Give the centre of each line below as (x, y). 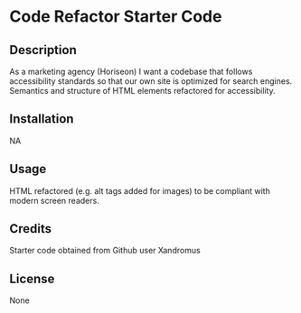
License (32, 278)
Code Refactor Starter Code (116, 17)
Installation (42, 119)
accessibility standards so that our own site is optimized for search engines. (151, 81)
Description (43, 50)
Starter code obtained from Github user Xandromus (105, 251)
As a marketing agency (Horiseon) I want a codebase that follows (131, 71)
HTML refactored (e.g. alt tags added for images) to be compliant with (140, 190)
